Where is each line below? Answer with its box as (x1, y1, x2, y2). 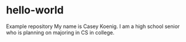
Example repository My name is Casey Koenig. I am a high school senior (6, 23, 180, 30)
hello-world (6, 3, 64, 17)
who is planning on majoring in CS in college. (6, 29, 115, 36)
